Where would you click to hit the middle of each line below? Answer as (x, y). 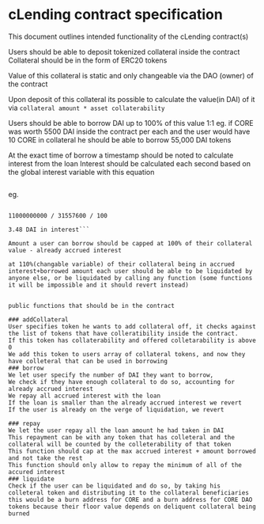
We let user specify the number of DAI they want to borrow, (111, 375)
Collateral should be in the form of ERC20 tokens (88, 60)
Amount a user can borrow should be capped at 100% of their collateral (130, 243)
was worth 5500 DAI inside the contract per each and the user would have (129, 131)
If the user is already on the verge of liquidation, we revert (116, 409)
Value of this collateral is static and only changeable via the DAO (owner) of (131, 75)
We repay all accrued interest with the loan (84, 396)
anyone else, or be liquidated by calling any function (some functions (130, 278)
